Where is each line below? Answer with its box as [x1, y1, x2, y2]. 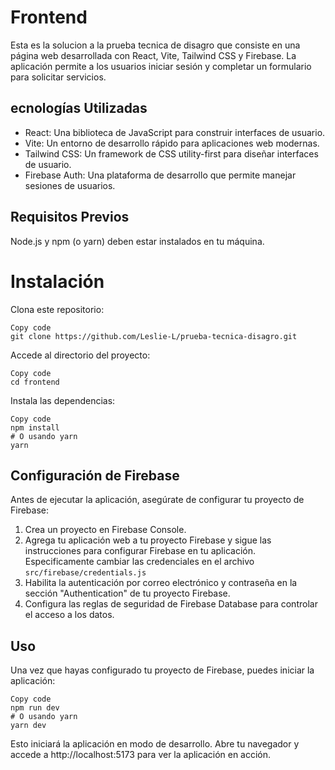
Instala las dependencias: [10, 394, 116, 406]
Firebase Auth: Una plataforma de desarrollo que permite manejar [24, 169, 297, 181]
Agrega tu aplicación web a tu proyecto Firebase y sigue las [24, 534, 272, 546]
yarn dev [10, 721, 47, 731]
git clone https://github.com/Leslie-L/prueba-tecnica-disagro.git [10, 331, 298, 341]
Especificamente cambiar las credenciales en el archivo [24, 556, 255, 568]
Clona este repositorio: [10, 303, 105, 315]
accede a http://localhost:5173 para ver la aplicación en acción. [10, 749, 272, 761]
